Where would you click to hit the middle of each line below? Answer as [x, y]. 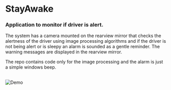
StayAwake [29, 9]
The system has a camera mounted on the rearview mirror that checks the [83, 36]
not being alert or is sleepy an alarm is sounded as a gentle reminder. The [83, 47]
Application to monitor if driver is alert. [54, 25]
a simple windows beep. [31, 67]
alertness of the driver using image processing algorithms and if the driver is [86, 41]
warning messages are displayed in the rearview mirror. [64, 52]
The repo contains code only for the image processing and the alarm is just [84, 62]
